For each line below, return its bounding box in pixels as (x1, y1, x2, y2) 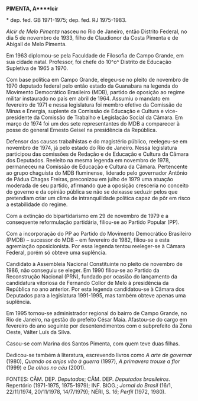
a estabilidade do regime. (6, 201, 68, 208)
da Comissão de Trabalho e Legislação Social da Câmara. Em (33, 114, 183, 121)
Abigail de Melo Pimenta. (6, 41, 67, 47)
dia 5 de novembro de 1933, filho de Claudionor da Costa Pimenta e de (6, 34, 178, 41)
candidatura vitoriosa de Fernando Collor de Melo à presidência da (6, 280, 169, 286)
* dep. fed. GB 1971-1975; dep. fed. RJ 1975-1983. (6, 17, 127, 23)
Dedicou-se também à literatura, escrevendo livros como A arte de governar (6, 352, 192, 358)
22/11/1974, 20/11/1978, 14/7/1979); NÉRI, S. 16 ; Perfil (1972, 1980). (6, 388, 167, 395)
